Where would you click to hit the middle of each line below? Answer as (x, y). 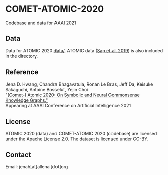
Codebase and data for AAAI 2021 (41, 23)
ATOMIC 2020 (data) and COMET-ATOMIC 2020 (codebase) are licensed (81, 134)
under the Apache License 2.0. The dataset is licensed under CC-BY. (77, 139)
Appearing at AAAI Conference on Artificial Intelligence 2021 (68, 105)
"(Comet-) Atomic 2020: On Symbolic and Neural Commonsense (72, 95)
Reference (22, 72)
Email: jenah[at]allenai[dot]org (37, 167)
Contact (18, 155)
